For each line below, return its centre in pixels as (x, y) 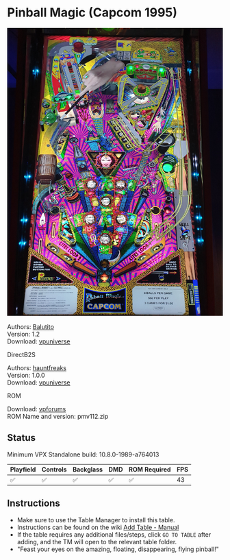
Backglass (88, 470)
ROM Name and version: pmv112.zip (58, 416)
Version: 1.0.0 (26, 375)
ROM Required (150, 470)
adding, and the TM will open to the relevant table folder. (97, 541)
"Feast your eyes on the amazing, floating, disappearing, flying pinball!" (118, 549)
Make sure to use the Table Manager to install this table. (96, 520)
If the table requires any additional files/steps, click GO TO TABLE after (114, 534)
